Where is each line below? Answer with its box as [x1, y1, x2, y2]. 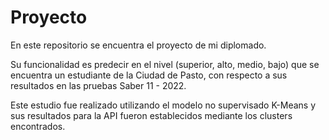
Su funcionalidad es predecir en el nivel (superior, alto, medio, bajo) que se [10, 58, 320, 70]
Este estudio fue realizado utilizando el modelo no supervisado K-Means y [10, 99, 317, 111]
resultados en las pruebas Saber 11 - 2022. [10, 79, 187, 91]
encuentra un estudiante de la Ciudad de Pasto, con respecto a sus [10, 69, 288, 81]
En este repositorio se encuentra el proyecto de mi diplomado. [10, 39, 267, 51]
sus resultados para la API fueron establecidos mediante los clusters [10, 109, 293, 121]
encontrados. [10, 120, 66, 132]
